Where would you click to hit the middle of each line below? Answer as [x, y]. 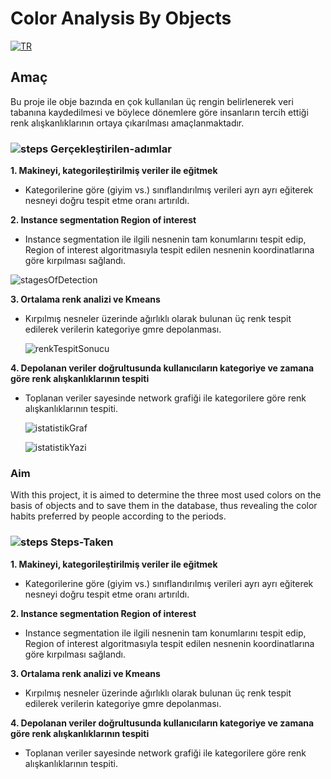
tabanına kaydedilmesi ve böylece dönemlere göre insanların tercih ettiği [159, 112]
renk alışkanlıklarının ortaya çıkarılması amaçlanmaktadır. [127, 123]
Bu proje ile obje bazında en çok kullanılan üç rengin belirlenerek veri [152, 101]
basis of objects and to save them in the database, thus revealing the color [164, 506]
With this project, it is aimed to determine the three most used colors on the [166, 495]
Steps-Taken [82, 542]
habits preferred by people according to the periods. [118, 516]
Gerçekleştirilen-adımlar [111, 149]
